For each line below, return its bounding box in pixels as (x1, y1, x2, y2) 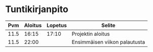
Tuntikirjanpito (5, 4, 68, 15)
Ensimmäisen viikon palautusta (71, 38, 145, 45)
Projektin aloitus (71, 30, 110, 37)
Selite (101, 22, 116, 29)
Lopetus (46, 22, 67, 29)
